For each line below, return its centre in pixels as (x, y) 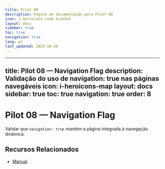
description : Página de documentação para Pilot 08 (59, 14)
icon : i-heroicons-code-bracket (38, 19)
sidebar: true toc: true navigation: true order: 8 (78, 94)
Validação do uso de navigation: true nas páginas (82, 79)
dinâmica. (15, 134)
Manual (20, 161)
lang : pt (14, 42)
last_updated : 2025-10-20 (31, 46)
